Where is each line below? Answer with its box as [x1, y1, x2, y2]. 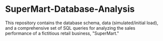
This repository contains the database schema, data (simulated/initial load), [5, 20, 159, 26]
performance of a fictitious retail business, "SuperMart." [5, 30, 120, 36]
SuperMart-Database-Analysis [5, 3, 135, 15]
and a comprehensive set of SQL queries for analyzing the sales [5, 25, 136, 31]
